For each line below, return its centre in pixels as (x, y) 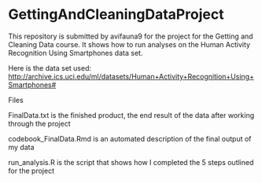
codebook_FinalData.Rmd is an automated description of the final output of (130, 138)
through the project (39, 123)
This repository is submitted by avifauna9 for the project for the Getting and (131, 36)
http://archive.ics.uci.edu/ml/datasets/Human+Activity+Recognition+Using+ (131, 76)
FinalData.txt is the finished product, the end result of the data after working (131, 115)
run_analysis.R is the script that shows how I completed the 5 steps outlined (131, 162)
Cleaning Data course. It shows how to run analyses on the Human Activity (129, 44)
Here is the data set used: (50, 68)
